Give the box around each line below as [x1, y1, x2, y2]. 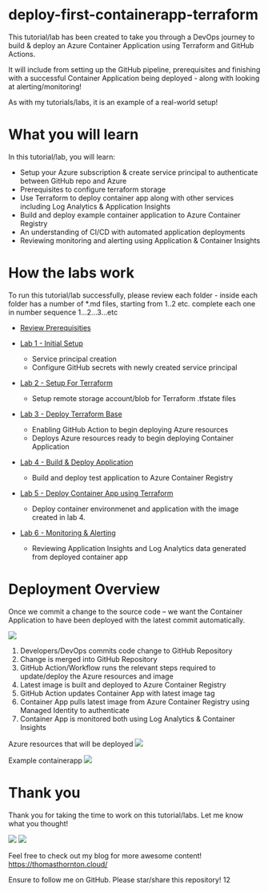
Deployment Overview [8, 580, 161, 598]
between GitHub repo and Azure [19, 176, 127, 185]
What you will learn [8, 126, 139, 144]
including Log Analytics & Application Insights [19, 201, 170, 211]
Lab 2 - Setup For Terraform [19, 378, 114, 387]
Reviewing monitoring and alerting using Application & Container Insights [19, 235, 261, 245]
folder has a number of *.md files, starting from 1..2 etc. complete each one [8, 298, 256, 308]
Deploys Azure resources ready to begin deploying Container [31, 433, 234, 443]
